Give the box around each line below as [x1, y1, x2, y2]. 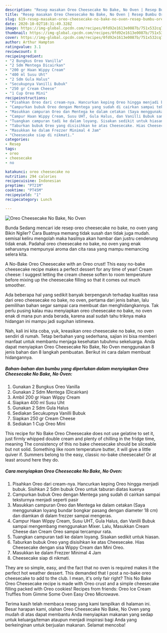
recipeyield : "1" [5, 192, 41, 197]
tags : [5, 147, 16, 152]
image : [5, 26, 19, 31]
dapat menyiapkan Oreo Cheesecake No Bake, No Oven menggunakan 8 [5, 343, 155, 349]
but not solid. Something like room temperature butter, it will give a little [5, 446, 151, 452]
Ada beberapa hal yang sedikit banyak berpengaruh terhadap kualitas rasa [5, 292, 158, 298]
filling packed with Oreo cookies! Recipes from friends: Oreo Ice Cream [5, 586, 151, 592]
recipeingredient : [5, 53, 43, 59]
